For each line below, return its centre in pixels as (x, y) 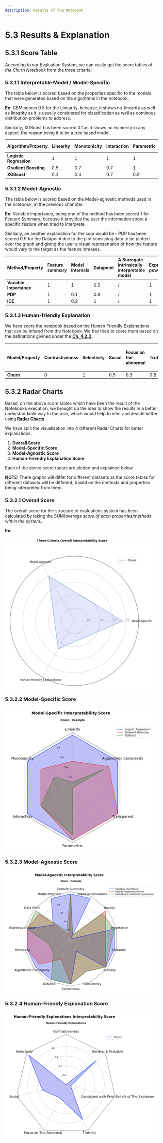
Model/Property (24, 357)
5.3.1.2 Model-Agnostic (33, 189)
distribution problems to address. (38, 118)
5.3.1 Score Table (31, 53)
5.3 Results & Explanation (57, 35)
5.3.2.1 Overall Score (30, 500)
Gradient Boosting (26, 168)
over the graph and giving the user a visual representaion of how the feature (81, 244)
